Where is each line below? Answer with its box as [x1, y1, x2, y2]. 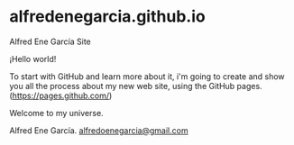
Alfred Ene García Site [9, 36, 92, 47]
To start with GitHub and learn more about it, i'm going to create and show [9, 70, 286, 82]
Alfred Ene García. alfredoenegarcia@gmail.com [9, 124, 188, 136]
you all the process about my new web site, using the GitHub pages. [9, 80, 263, 91]
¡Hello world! [9, 53, 57, 64]
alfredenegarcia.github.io [9, 6, 206, 27]
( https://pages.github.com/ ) [9, 90, 113, 101]
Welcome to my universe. [9, 107, 104, 118]
